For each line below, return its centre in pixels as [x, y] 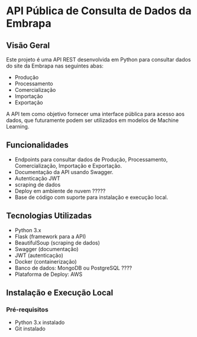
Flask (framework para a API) [50, 236]
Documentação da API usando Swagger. [64, 172]
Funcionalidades [38, 145]
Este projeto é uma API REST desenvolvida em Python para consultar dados [98, 60]
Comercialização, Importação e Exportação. [68, 166]
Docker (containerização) [46, 261]
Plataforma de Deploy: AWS [49, 274]
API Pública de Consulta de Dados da [99, 11]
